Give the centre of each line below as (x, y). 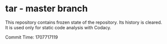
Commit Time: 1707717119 (32, 37)
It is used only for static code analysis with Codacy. (58, 27)
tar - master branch (46, 9)
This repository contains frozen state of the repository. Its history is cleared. (83, 22)
